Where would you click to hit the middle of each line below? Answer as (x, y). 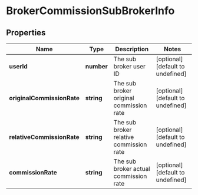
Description (132, 49)
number (96, 66)
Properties (26, 33)
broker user (130, 66)
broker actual (132, 169)
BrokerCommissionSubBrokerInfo (90, 11)
